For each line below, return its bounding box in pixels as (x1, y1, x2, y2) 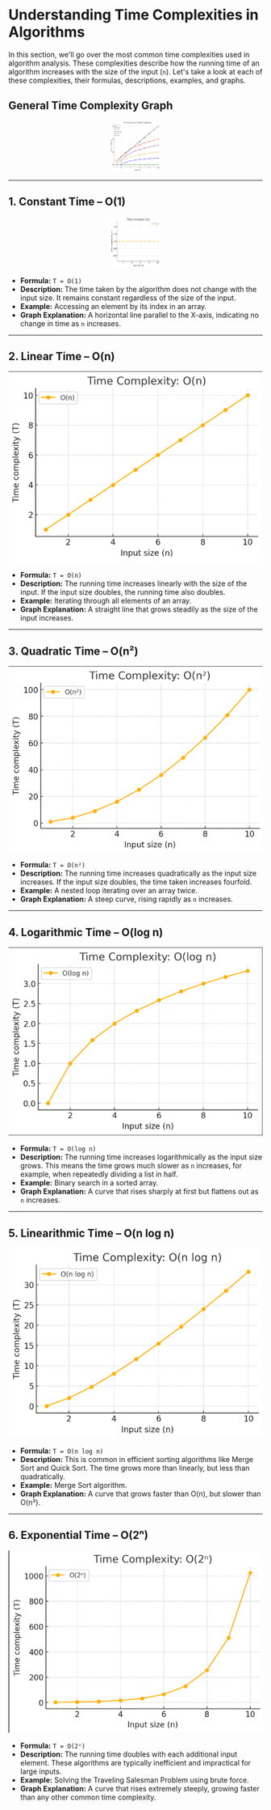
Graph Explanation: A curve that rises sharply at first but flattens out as (19, 1187, 259, 1197)
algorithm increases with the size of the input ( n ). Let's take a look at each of (8, 66, 263, 76)
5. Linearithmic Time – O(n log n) (8, 1226, 175, 1240)
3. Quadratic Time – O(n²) (8, 644, 139, 658)
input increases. (19, 613, 74, 623)
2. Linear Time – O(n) (8, 350, 115, 363)
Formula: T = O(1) (19, 275, 82, 285)
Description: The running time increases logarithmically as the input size (19, 1152, 263, 1162)
